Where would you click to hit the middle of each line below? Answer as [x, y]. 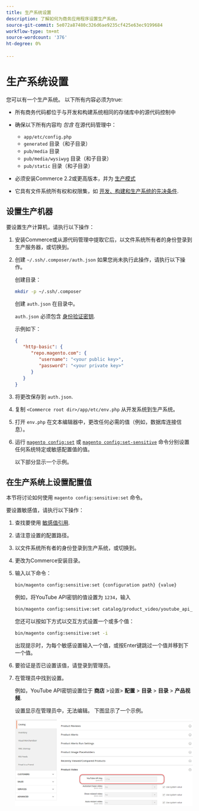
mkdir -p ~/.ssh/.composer [48, 291]
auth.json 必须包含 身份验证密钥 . [55, 316]
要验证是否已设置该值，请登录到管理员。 [64, 665]
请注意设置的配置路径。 [43, 535]
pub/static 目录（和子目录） [58, 165]
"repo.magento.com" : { [59, 353]
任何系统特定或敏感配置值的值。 [54, 449]
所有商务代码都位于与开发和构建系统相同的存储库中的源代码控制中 [95, 112]
